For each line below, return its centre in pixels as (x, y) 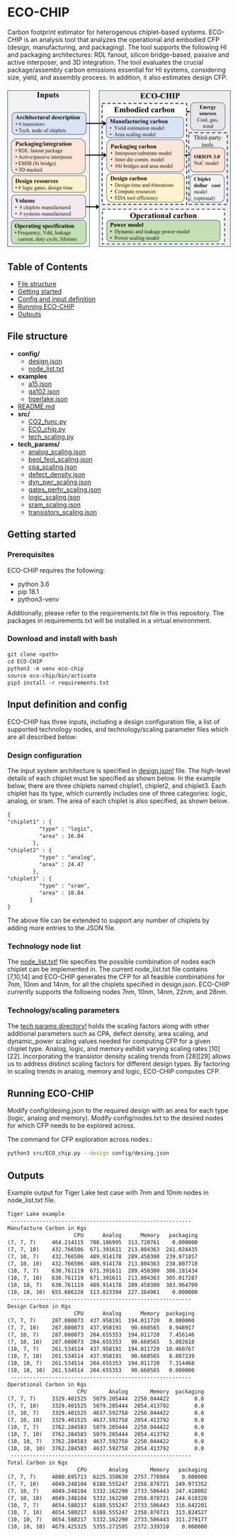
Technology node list (44, 946)
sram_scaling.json (55, 505)
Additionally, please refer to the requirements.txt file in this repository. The (116, 613)
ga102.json (44, 391)
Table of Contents (48, 267)
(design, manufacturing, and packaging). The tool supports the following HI (117, 47)
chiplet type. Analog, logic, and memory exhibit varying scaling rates (107, 1048)
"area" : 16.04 (61, 836)
